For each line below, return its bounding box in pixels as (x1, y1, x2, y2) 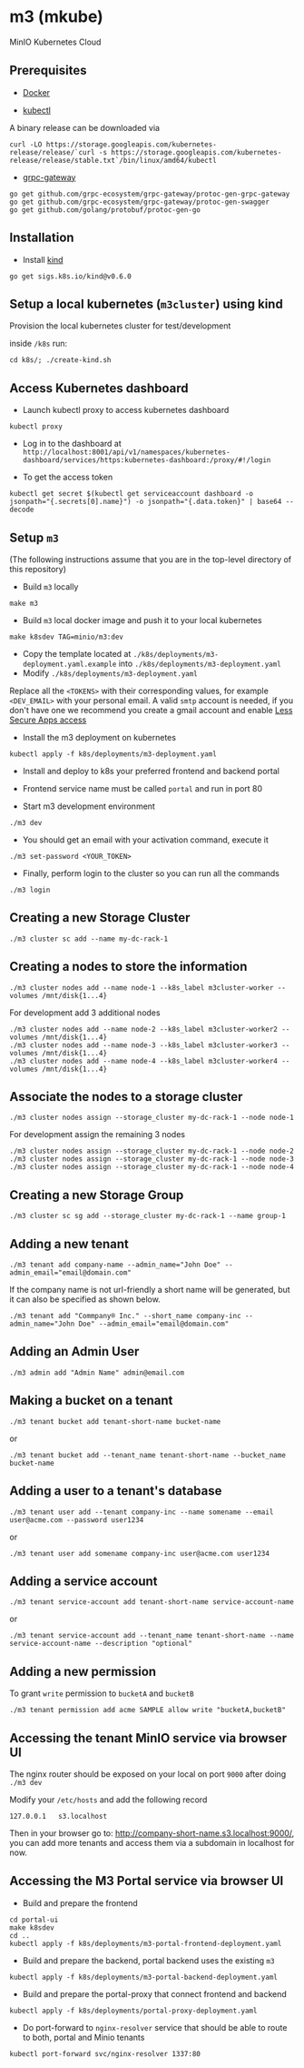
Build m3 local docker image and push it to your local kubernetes (22, 615, 262, 625)
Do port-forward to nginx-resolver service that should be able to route (22, 2022, 288, 2033)
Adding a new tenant (9, 1236, 129, 1252)
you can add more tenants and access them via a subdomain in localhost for (9, 1837, 295, 1848)
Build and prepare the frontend (22, 1897, 138, 1908)
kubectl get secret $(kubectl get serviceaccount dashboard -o (9, 489, 254, 499)
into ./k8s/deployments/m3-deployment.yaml (118, 658, 281, 669)
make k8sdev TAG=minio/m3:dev (9, 632, 124, 641)
